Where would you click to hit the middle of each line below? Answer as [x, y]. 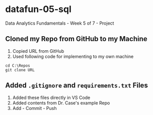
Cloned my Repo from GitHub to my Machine [76, 39]
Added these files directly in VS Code [51, 97]
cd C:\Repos [18, 66]
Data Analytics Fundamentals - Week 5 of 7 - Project [60, 23]
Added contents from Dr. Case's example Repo [61, 103]
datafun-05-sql [38, 9]
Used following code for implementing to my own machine [73, 56]
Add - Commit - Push [34, 108]
